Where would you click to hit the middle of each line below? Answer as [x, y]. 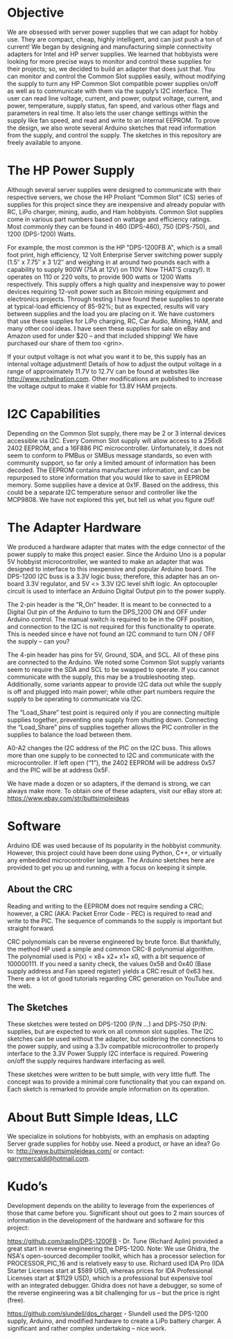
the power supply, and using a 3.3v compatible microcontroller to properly [113, 1046]
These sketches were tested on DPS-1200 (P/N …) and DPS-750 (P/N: [107, 1024]
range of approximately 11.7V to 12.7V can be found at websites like [103, 371]
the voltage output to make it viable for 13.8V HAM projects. [93, 386]
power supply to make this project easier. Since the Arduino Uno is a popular [116, 554]
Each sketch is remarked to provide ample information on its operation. [108, 1089]
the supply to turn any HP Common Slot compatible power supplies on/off [113, 83]
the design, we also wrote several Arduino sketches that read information [112, 128]
